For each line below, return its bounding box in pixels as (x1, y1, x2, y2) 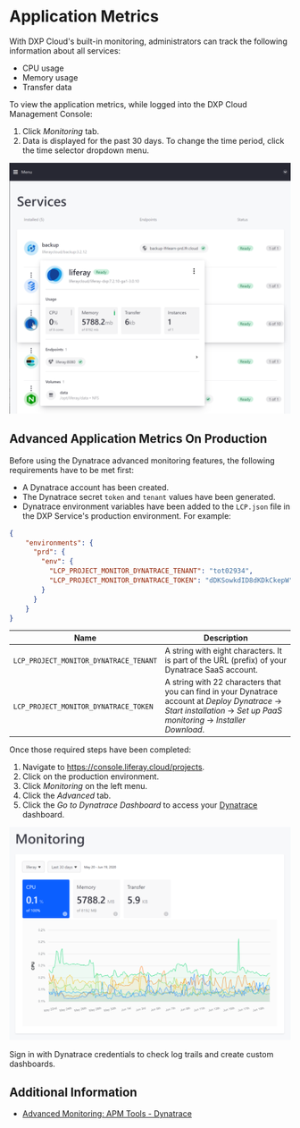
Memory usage (21, 72, 79, 82)
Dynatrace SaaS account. (164, 665, 259, 675)
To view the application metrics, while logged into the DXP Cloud (9, 98, 247, 109)
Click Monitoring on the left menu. (21, 780, 147, 791)
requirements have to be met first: (9, 464, 134, 475)
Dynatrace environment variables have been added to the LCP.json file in (21, 501, 290, 512)
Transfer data (21, 81, 72, 92)
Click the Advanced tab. (21, 790, 112, 801)
